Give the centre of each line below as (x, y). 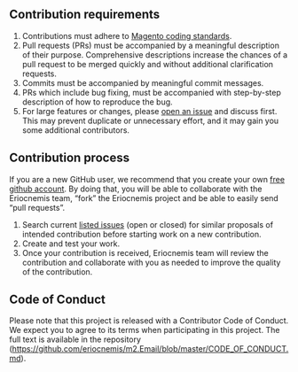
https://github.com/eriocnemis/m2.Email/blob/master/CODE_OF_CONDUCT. (150, 349)
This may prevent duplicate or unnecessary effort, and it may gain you (150, 120)
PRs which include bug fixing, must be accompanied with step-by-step (152, 92)
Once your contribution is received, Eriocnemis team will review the (145, 252)
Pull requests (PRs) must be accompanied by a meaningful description (150, 45)
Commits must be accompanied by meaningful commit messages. (143, 82)
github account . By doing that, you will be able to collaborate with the (136, 189)
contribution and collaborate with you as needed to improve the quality (151, 262)
